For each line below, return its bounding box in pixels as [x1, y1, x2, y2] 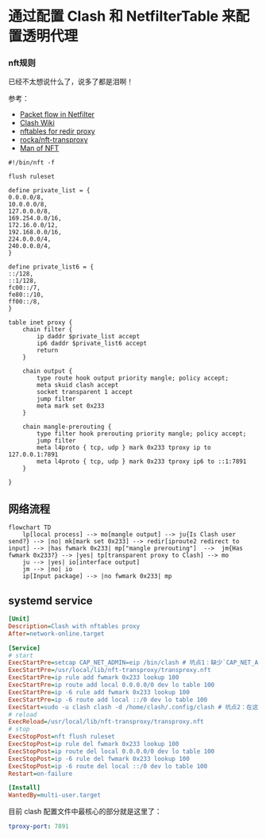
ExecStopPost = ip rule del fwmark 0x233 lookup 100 [8, 740, 179, 748]
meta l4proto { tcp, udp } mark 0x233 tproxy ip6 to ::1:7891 [37, 458, 247, 465]
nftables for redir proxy [19, 126, 95, 136]
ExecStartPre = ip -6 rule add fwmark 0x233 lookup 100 [8, 688, 191, 696]
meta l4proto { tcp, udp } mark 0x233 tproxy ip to [37, 444, 212, 452]
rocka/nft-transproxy [19, 135, 89, 145]
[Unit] [8, 615, 30, 624]
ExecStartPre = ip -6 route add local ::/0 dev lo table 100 [8, 696, 208, 704]
